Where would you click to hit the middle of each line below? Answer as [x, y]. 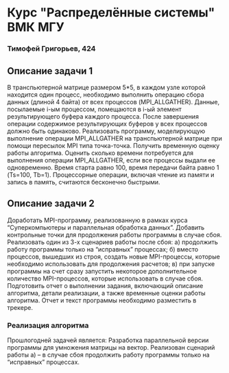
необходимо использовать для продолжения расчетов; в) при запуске [111, 264]
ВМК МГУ [36, 27]
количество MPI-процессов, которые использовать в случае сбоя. [105, 278]
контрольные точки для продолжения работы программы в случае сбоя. [114, 234]
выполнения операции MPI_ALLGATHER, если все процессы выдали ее [111, 160]
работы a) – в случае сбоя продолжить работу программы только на [109, 355]
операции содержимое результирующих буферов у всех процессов [107, 123]
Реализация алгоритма [48, 325]
